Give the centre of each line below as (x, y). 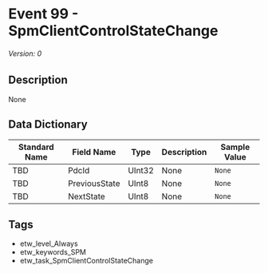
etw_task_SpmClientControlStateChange (87, 261)
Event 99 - (43, 14)
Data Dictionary (48, 125)
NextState (86, 196)
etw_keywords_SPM (53, 252)
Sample (235, 147)
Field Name (94, 152)
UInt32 (140, 170)
